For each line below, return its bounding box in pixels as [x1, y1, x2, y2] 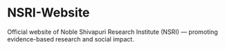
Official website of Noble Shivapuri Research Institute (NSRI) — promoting [7, 28, 218, 36]
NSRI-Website [7, 5, 90, 21]
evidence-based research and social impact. [7, 35, 135, 43]
